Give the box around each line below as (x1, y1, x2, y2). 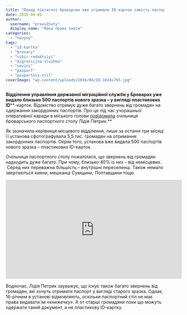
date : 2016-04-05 (6, 12, 42, 17)
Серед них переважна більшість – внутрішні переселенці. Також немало (7, 164, 164, 170)
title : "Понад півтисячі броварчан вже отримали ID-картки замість (6, 7, 150, 13)
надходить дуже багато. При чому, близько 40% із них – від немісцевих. (6, 159, 162, 165)
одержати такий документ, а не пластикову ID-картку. (6, 304, 123, 310)
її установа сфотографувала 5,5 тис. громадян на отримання (6, 133, 137, 139)
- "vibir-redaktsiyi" (10, 54, 56, 59)
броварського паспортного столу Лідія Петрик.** (6, 118, 112, 124)
